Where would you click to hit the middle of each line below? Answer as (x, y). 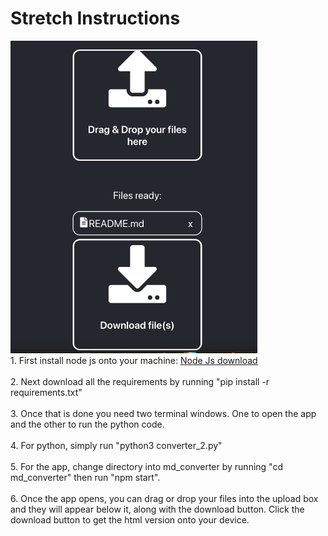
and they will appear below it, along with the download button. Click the (157, 509)
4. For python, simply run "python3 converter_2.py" (116, 445)
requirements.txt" (46, 392)
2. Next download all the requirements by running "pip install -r (140, 381)
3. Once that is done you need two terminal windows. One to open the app (163, 413)
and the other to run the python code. (87, 424)
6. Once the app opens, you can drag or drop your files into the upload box (164, 498)
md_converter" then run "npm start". (85, 477)
